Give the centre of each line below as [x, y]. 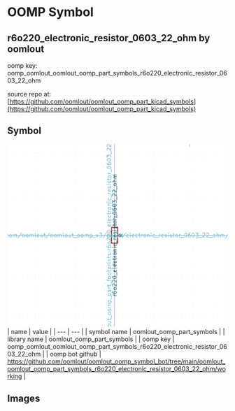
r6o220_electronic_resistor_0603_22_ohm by [109, 38]
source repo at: [29, 94]
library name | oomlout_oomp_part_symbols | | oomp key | [91, 339]
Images [24, 398]
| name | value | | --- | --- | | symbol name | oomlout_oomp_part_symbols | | [116, 332]
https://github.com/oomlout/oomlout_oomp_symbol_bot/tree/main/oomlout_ [116, 361]
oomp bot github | [76, 354]
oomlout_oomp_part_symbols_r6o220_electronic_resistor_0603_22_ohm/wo [116, 369]
